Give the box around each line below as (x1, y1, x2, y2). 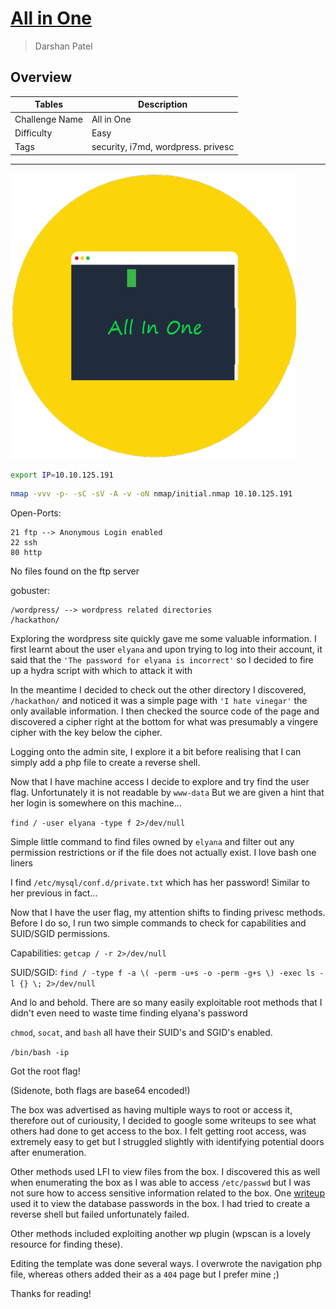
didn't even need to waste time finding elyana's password (10, 1007, 248, 1019)
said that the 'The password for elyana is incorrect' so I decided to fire (10, 654, 314, 666)
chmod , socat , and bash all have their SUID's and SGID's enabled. (10, 1027, 273, 1039)
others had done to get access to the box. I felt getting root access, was (10, 1125, 307, 1137)
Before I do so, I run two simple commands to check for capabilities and (10, 917, 307, 929)
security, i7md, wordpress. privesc (91, 141, 235, 152)
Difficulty (14, 127, 53, 139)
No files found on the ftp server (10, 565, 140, 577)
